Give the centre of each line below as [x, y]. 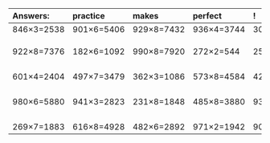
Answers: [31, 16]
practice [88, 16]
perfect [207, 16]
